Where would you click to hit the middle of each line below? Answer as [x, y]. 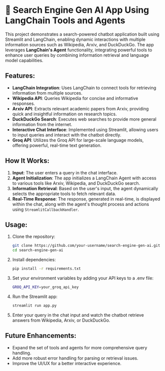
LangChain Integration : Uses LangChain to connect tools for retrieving [84, 88]
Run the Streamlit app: [35, 296]
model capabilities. [24, 60]
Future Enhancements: [41, 336]
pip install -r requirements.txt [47, 269]
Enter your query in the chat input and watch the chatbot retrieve [78, 315]
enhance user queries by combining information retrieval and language [77, 55]
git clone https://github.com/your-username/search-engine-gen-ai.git [86, 246]
